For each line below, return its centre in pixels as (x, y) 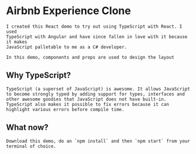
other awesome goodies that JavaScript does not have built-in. (86, 99)
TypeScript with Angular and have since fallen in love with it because (97, 36)
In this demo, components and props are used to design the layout (90, 57)
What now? (27, 128)
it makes (17, 42)
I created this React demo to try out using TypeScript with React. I (94, 26)
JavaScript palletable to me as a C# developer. (67, 47)
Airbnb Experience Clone (68, 11)
